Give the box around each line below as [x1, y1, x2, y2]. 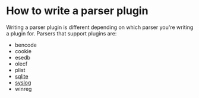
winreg [14, 85, 32, 92]
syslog [14, 79, 31, 86]
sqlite [14, 73, 29, 80]
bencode [14, 41, 37, 48]
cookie [14, 47, 31, 54]
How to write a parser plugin [6, 4, 149, 18]
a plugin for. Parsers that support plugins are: [6, 30, 117, 37]
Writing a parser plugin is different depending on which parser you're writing [6, 24, 194, 31]
